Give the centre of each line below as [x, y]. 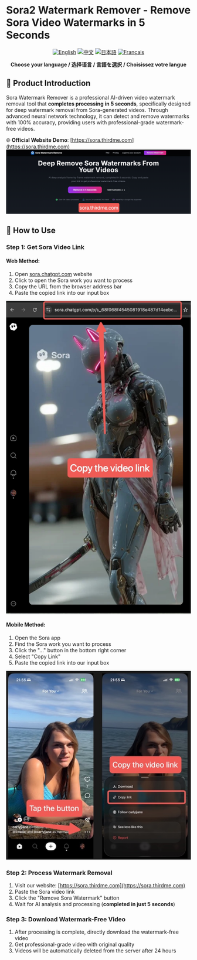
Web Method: [23, 261]
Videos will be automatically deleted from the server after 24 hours [95, 951]
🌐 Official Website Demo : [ [39, 140]
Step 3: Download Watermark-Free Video [66, 919]
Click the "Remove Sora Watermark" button [67, 898]
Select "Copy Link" [38, 656]
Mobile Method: [26, 625]
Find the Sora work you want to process [63, 644]
